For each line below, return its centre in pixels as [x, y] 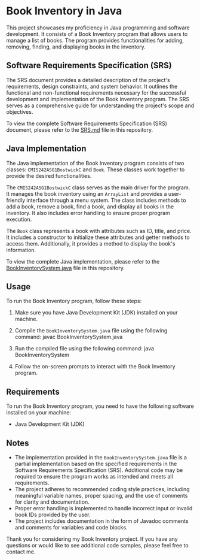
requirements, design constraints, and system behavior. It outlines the [92, 86]
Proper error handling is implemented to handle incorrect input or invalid [104, 508]
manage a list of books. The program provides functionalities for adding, [95, 40]
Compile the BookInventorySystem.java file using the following [91, 331]
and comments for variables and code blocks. [71, 527]
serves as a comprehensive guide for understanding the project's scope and [100, 105]
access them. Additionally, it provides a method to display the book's [91, 243]
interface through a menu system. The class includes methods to [106, 200]
